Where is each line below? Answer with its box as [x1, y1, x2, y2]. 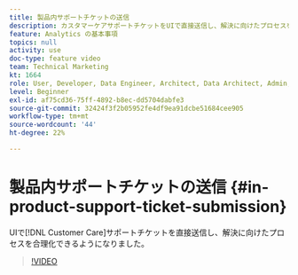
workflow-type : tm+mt [9, 112, 90, 121]
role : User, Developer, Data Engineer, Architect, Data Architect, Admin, [9, 79, 292, 88]
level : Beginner [9, 87, 69, 96]
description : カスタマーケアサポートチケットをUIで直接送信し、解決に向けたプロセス [9, 21, 286, 30]
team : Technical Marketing [9, 63, 109, 72]
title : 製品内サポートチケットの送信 [9, 12, 130, 22]
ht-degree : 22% [9, 129, 66, 137]
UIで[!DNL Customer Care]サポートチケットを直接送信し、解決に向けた [9, 227, 270, 238]
